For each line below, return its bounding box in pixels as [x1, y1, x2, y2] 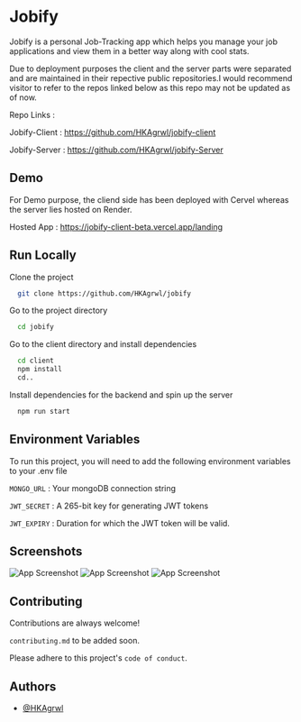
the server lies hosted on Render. [9, 204, 132, 215]
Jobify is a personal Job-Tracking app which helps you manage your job [9, 36, 278, 47]
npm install [17, 365, 63, 374]
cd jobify [17, 323, 54, 332]
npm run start [17, 407, 70, 416]
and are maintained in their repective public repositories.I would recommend [9, 72, 293, 83]
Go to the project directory [9, 305, 108, 316]
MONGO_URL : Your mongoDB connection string [9, 482, 177, 493]
